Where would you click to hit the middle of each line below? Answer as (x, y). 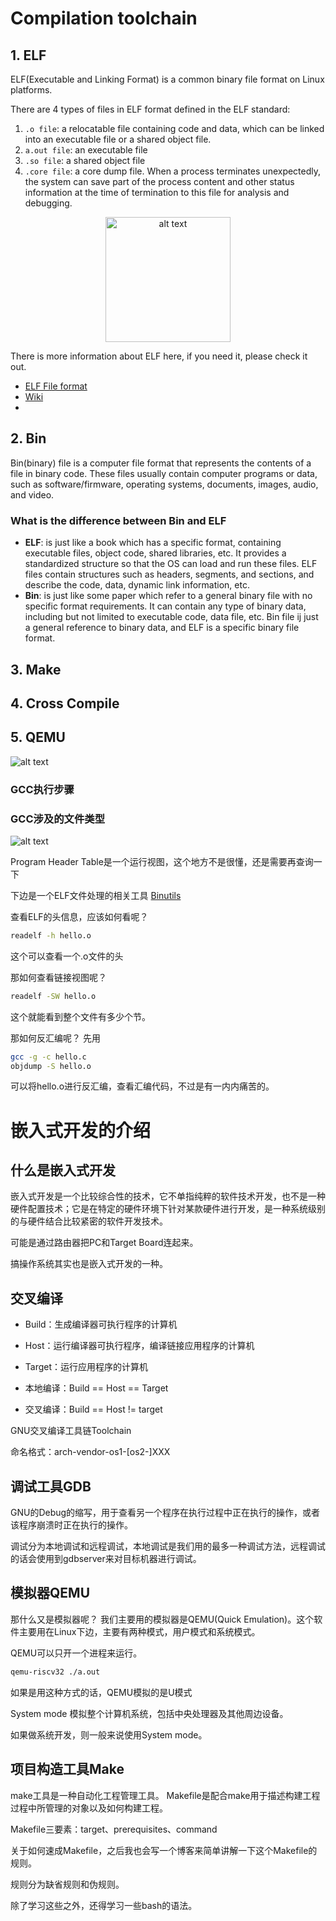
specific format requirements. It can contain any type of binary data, (165, 606)
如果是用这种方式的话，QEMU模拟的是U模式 (101, 1692)
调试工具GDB (51, 1486)
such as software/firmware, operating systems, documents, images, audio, (164, 484)
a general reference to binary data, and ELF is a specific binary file (162, 628)
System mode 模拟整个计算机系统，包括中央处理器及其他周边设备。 (149, 1713)
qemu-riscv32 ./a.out (55, 1672)
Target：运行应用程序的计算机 (86, 1367)
